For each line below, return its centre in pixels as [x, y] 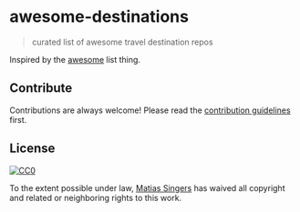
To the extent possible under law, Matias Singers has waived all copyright [147, 187]
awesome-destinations [99, 17]
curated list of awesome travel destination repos [122, 42]
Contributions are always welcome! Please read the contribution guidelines [150, 110]
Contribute [41, 88]
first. [18, 119]
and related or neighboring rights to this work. [96, 197]
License [32, 149]
